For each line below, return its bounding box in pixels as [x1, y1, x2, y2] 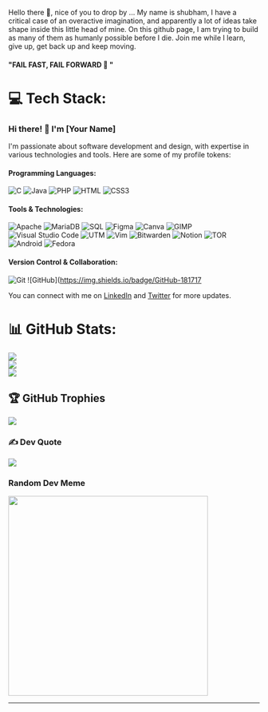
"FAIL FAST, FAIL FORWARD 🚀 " [8, 60, 114, 70]
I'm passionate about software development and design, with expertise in [8, 141, 250, 151]
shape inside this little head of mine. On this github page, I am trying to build [8, 25, 259, 34]
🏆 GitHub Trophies [8, 392, 106, 405]
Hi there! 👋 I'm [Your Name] [8, 123, 116, 134]
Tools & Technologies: [8, 204, 84, 213]
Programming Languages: [8, 168, 97, 177]
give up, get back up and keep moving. [8, 42, 137, 51]
